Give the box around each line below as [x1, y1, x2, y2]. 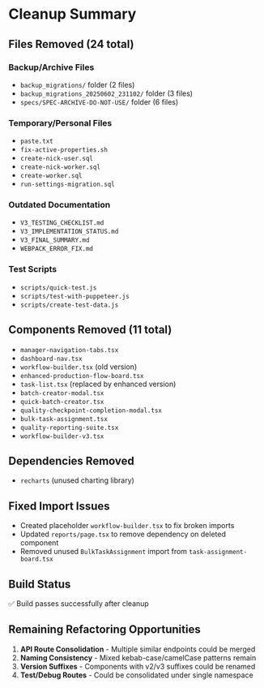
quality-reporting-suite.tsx [19, 424, 119, 432]
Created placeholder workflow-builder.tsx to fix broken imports [19, 521, 235, 531]
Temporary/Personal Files [8, 117, 113, 128]
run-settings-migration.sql [19, 180, 115, 189]
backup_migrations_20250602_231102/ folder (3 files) [19, 88, 193, 98]
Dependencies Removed [8, 454, 135, 467]
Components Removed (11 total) [8, 323, 172, 337]
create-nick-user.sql [19, 155, 93, 163]
